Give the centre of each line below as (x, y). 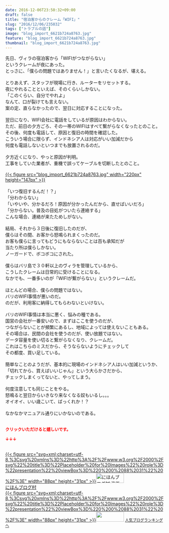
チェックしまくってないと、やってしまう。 (49, 377)
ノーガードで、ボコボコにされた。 (41, 254)
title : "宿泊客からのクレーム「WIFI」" (43, 19)
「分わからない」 (23, 197)
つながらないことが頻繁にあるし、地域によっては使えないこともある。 (78, 327)
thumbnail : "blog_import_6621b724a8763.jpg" (53, 43)
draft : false (19, 15)
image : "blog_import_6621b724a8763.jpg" (49, 34)
